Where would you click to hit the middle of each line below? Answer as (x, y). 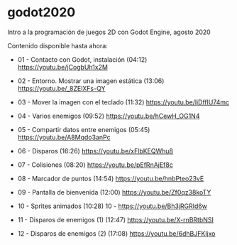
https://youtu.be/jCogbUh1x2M (63, 67)
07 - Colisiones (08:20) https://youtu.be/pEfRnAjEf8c (95, 165)
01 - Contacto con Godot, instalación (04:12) (82, 59)
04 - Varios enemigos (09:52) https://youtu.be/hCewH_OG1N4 (109, 116)
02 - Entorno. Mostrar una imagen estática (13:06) (91, 81)
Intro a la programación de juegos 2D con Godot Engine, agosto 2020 (109, 32)
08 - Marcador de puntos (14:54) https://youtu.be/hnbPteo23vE (111, 178)
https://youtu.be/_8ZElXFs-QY (61, 88)
